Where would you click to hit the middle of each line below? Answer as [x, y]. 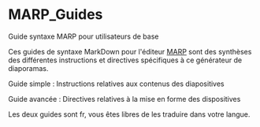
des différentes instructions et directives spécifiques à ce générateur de [125, 60]
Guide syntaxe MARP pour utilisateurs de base [84, 36]
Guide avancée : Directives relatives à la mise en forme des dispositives [124, 99]
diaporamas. [28, 68]
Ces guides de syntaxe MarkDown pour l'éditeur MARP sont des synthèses [130, 51]
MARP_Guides [56, 15]
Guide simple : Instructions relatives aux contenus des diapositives [116, 84]
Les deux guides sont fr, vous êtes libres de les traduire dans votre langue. [129, 114]
